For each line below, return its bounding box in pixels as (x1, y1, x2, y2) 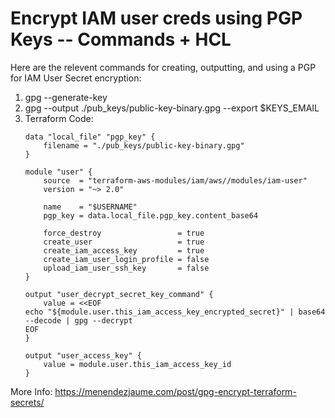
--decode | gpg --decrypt (24, 315, 133, 326)
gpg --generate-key (24, 91, 108, 103)
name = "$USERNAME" (43, 202, 138, 212)
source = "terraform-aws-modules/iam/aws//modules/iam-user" (43, 175, 308, 186)
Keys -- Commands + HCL (10, 28, 232, 51)
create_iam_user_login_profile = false (43, 254, 210, 264)
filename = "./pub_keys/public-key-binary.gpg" (43, 140, 245, 151)
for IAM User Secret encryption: (10, 72, 142, 84)
